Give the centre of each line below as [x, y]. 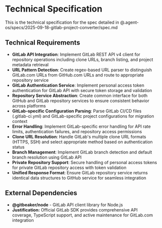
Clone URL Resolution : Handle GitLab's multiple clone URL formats [79, 137]
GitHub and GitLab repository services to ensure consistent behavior [81, 101]
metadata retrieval [30, 64]
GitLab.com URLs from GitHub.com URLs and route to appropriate [78, 75]
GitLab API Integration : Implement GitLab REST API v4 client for [76, 54]
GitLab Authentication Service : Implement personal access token [78, 85]
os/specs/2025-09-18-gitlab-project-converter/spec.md [61, 27]
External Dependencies [41, 193]
